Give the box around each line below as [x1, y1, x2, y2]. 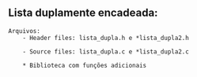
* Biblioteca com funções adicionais [22, 61, 147, 69]
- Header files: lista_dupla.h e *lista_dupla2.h [22, 34, 190, 42]
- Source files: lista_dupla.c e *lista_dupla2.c [22, 47, 190, 56]
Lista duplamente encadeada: [8, 6, 158, 20]
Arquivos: [8, 27, 41, 35]
